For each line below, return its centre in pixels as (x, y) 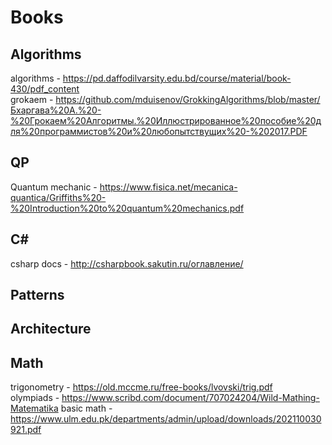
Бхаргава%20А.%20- (56, 110)
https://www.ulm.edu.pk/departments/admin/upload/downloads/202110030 (166, 419)
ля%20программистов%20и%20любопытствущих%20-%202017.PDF (159, 131)
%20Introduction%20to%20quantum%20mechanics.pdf (127, 208)
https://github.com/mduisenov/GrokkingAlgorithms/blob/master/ (188, 99)
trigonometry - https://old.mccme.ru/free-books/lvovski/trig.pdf (141, 387)
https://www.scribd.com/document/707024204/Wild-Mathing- (190, 398)
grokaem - (32, 99)
